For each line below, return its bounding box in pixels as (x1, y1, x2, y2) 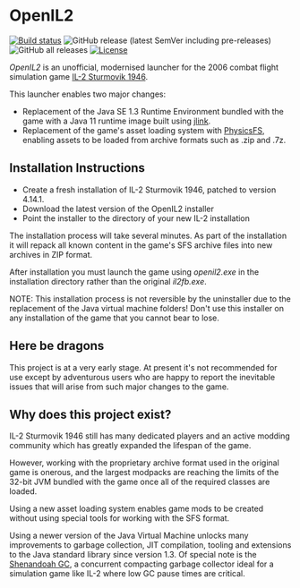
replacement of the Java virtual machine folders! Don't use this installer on (9, 303, 285, 313)
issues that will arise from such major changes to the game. (9, 381, 229, 392)
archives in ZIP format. (9, 249, 93, 260)
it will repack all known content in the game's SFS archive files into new (9, 239, 273, 251)
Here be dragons (9, 338, 105, 354)
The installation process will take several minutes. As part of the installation (9, 230, 287, 241)
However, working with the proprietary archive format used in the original (9, 457, 279, 468)
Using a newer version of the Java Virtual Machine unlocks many (9, 530, 249, 541)
